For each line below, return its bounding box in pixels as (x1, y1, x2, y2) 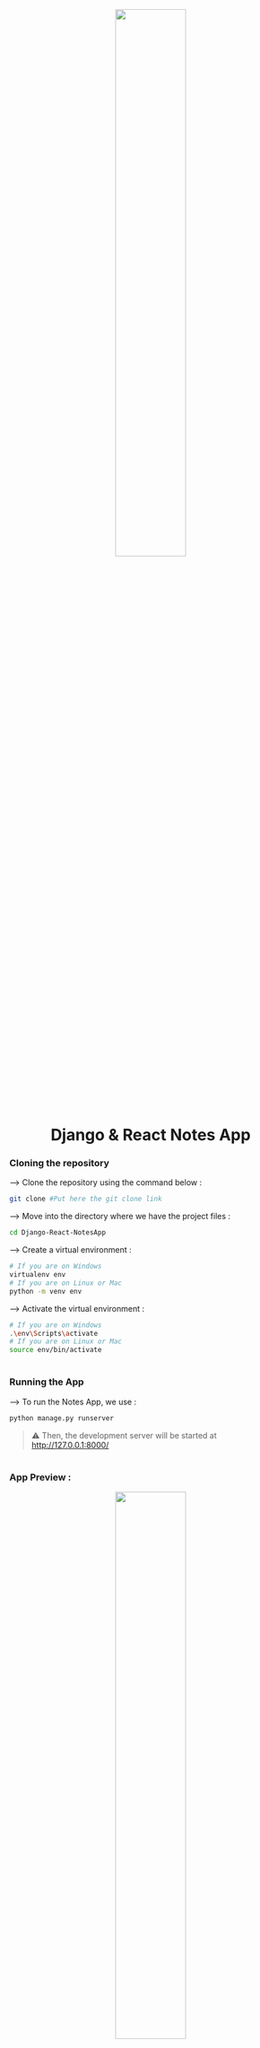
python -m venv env (9, 1287, 82, 1296)
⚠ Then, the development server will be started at (30, 1429, 217, 1440)
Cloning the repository (9, 1157, 109, 1170)
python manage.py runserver (9, 1413, 115, 1422)
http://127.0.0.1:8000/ (30, 1439, 109, 1450)
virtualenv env (9, 1270, 66, 1279)
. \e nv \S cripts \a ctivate (9, 1329, 99, 1338)
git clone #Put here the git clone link (9, 1194, 163, 1204)
